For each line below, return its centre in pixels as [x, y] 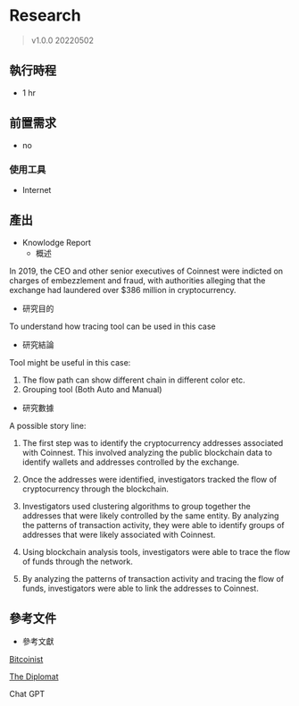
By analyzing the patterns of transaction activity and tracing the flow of [153, 578]
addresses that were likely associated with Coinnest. [119, 534]
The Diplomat [34, 677]
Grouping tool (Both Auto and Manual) [92, 389]
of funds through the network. [78, 561]
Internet [37, 189]
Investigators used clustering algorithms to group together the [137, 506]
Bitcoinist [26, 660]
